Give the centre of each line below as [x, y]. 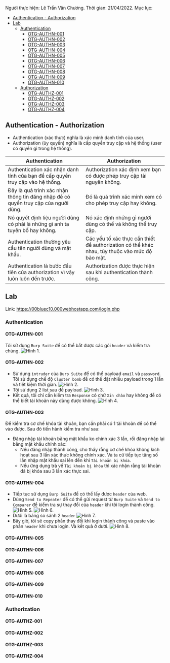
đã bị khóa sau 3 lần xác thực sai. [55, 471]
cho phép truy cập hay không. [121, 203]
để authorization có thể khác [119, 245]
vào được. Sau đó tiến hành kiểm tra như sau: [52, 429]
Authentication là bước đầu [40, 266]
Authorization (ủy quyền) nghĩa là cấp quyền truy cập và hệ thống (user [87, 143]
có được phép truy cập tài [116, 176]
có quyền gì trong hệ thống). [42, 148]
